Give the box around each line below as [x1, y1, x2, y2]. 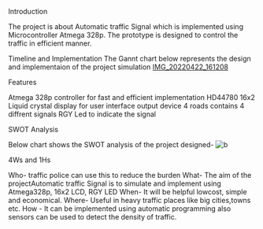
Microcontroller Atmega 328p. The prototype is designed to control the [8, 31, 239, 39]
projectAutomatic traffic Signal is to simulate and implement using [8, 179, 222, 188]
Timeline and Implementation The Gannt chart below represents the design [8, 54, 252, 63]
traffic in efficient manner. [8, 39, 92, 48]
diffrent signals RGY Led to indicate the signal [8, 109, 156, 119]
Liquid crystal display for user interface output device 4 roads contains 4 [8, 102, 245, 110]
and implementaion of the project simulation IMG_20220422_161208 [8, 62, 228, 72]
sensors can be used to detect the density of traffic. [8, 212, 177, 221]
